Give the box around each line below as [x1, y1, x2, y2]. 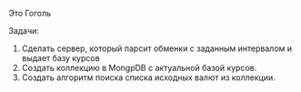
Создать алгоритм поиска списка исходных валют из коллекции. [21, 72, 276, 83]
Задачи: [8, 26, 40, 36]
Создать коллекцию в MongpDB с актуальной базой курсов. [21, 63, 257, 73]
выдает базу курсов [21, 53, 101, 63]
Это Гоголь [8, 8, 52, 18]
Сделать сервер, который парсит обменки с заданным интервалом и [21, 43, 293, 54]
